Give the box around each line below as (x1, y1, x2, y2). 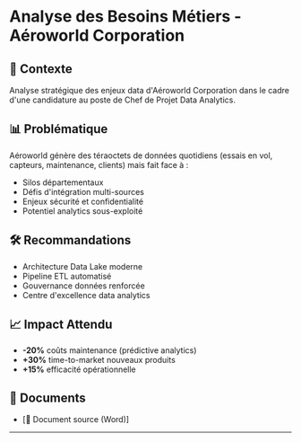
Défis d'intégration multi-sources (21, 186, 145, 197)
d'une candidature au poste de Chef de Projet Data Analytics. (9, 94, 236, 105)
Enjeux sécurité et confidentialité (21, 196, 144, 207)
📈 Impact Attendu (9, 317, 113, 332)
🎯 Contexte (9, 61, 73, 76)
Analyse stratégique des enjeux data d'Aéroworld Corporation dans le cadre (9, 85, 289, 95)
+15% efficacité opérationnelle (21, 364, 136, 375)
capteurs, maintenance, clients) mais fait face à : (9, 159, 189, 170)
